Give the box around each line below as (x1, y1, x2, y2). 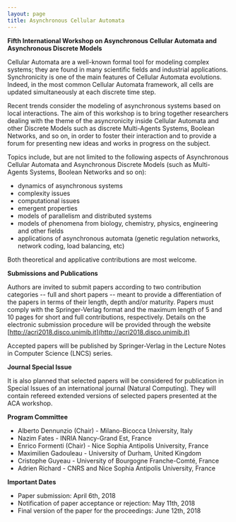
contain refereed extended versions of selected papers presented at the (7, 391, 218, 400)
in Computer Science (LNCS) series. (7, 349, 113, 357)
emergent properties (17, 204, 78, 212)
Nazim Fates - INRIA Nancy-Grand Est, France (17, 434, 152, 442)
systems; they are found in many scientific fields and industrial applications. (7, 65, 228, 74)
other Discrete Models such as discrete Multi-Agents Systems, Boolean (7, 124, 216, 132)
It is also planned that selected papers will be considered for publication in (7, 376, 224, 385)
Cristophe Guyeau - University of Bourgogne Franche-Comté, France (17, 456, 219, 465)
